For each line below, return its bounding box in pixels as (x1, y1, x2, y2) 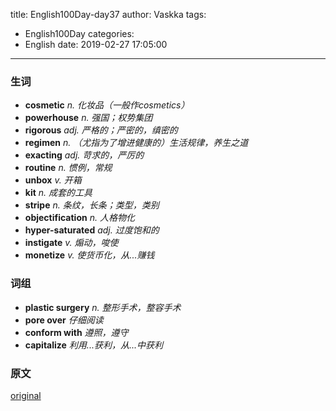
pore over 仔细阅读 (24, 314, 104, 326)
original (10, 389, 42, 401)
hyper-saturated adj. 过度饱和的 (24, 224, 160, 236)
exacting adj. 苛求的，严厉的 (24, 149, 145, 161)
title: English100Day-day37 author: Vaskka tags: (10, 9, 207, 20)
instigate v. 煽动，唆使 (24, 237, 119, 249)
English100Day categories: (24, 28, 135, 39)
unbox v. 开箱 (24, 174, 82, 186)
